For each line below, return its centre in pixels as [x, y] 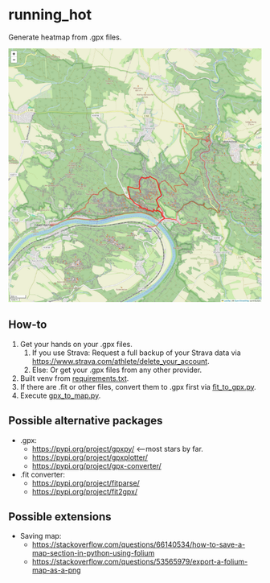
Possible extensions [60, 517]
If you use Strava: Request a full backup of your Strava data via [136, 353]
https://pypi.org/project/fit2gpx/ [85, 491]
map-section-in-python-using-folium [93, 553]
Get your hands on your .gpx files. [76, 344]
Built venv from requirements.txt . [74, 378]
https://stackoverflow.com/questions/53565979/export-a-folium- [140, 562]
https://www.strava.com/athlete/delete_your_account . [121, 361]
